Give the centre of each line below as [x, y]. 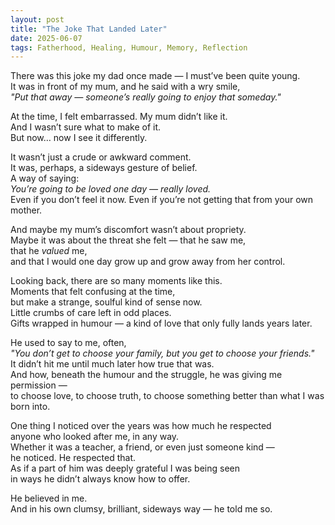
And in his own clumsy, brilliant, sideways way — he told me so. [141, 509]
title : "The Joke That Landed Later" [89, 29]
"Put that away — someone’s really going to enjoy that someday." [146, 97]
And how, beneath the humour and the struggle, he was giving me [146, 375]
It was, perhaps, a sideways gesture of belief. [104, 168]
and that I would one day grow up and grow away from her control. [148, 262]
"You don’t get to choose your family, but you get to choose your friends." [162, 353]
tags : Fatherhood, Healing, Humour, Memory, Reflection [129, 47]
